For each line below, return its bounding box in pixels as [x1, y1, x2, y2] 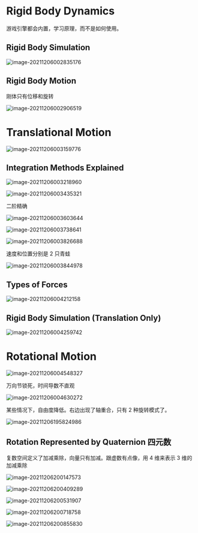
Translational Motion [6, 125, 112, 139]
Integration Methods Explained [6, 162, 124, 173]
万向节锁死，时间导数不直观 [6, 382, 75, 389]
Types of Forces [6, 279, 68, 290]
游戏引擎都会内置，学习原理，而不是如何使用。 [6, 25, 122, 32]
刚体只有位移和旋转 [6, 92, 54, 100]
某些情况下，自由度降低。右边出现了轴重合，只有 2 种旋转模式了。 [6, 406, 170, 413]
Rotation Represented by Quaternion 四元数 [6, 437, 172, 447]
